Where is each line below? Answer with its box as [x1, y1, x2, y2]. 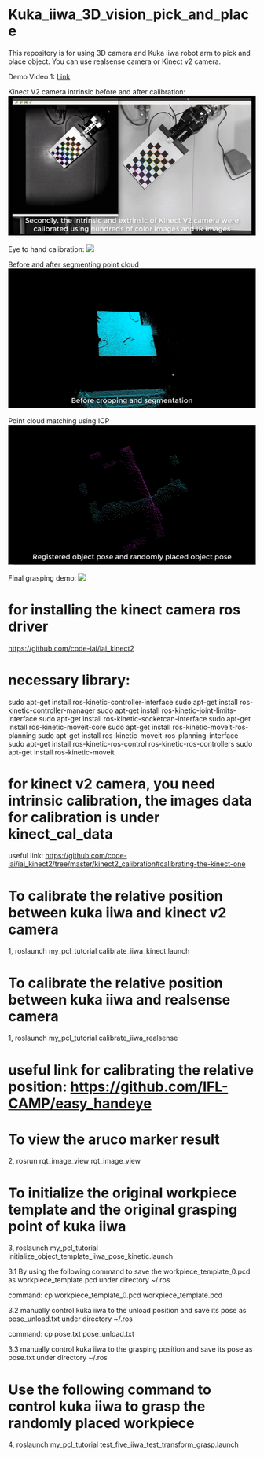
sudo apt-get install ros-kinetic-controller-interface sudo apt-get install [8, 697, 238, 706]
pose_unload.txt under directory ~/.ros [8, 1314, 134, 1323]
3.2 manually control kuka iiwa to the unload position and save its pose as [8, 1306, 247, 1315]
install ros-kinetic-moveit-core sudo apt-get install [8, 722, 171, 732]
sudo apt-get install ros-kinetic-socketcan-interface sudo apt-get [38, 714, 251, 723]
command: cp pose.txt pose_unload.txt [8, 1330, 135, 1339]
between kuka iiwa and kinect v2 [8, 903, 227, 921]
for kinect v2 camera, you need [8, 775, 216, 792]
